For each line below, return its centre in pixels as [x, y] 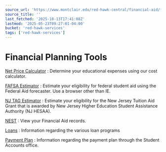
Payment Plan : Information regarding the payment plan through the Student [82, 140]
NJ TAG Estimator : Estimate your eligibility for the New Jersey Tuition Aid [80, 101]
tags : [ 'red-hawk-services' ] [35, 33]
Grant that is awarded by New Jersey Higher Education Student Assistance [82, 106]
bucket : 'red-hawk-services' [35, 28]
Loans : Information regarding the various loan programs [62, 130]
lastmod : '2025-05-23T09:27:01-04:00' [45, 24]
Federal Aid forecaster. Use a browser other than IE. [58, 91]
